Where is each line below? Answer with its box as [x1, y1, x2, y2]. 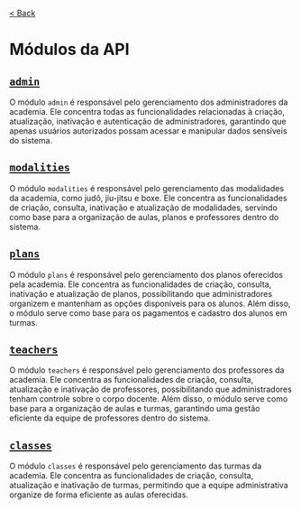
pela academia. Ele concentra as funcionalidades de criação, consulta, [9, 279, 272, 290]
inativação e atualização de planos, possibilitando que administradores [9, 288, 273, 299]
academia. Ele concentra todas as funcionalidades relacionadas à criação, [9, 106, 286, 116]
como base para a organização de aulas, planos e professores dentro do [9, 211, 279, 222]
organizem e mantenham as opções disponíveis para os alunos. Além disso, [9, 298, 291, 309]
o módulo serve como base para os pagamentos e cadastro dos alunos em [9, 307, 287, 319]
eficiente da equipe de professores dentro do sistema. [9, 412, 211, 423]
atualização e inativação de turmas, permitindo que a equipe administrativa [9, 480, 288, 491]
